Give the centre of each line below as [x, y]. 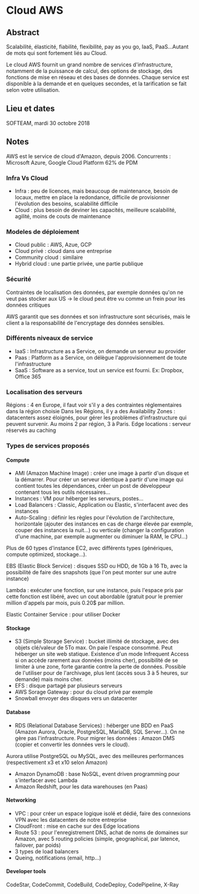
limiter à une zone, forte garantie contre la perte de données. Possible [100, 667]
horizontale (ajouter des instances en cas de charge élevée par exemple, [104, 524]
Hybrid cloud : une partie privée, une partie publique [79, 264]
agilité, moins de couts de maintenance [63, 216]
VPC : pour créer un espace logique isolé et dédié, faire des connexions [103, 813]
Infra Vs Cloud [27, 178]
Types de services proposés [48, 446]
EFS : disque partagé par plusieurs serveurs [69, 686]
